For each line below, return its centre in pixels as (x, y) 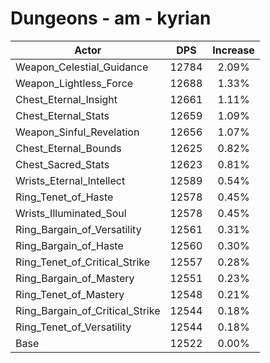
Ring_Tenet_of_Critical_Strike (83, 262)
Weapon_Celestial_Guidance (82, 67)
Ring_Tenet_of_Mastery (70, 294)
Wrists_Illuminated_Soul (71, 213)
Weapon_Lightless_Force (74, 83)
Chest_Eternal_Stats (62, 115)
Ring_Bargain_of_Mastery (75, 278)
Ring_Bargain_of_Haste (69, 245)
